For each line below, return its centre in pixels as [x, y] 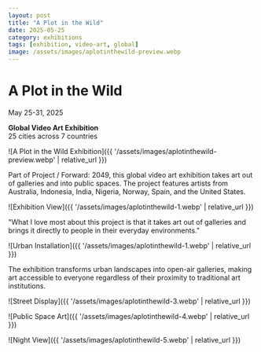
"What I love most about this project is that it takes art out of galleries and [127, 222]
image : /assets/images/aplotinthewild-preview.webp [94, 52]
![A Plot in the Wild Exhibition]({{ [61, 151]
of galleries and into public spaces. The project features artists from [118, 183]
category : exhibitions [45, 37]
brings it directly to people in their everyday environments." [104, 230]
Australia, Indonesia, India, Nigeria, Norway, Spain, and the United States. [127, 191]
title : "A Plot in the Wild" [56, 23]
